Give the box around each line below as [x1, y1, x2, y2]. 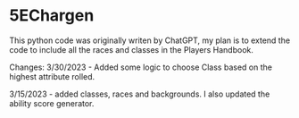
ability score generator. [9, 97, 95, 108]
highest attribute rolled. [9, 71, 96, 81]
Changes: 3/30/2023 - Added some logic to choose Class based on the [9, 62, 272, 72]
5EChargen [9, 5, 95, 26]
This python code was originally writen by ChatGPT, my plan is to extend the [9, 35, 291, 46]
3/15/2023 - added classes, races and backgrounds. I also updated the [9, 88, 270, 99]
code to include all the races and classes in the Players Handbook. [9, 44, 254, 55]
